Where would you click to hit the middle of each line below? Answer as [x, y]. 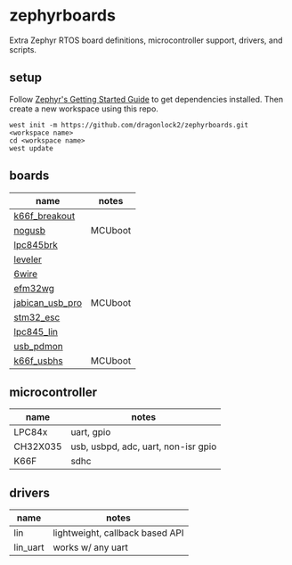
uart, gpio [91, 432]
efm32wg [34, 288]
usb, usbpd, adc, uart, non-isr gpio [144, 446]
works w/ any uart [91, 547]
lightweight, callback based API [118, 533]
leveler [28, 259]
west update [31, 148]
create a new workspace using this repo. [84, 109]
